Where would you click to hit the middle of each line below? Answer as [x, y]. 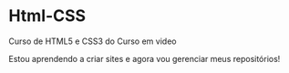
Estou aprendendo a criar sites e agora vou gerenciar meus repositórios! [144, 58]
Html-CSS [47, 16]
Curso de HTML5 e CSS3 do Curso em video [93, 41]
